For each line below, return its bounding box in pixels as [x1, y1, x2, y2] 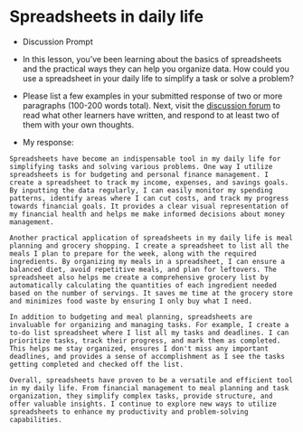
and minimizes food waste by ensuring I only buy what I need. [9, 296, 253, 305]
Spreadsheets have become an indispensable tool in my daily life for [9, 154, 281, 164]
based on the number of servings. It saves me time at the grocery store [9, 288, 294, 297]
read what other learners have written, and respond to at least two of [22, 109, 280, 120]
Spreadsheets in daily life [9, 6, 204, 27]
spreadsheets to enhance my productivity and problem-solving [9, 407, 249, 417]
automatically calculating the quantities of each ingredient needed [9, 280, 278, 290]
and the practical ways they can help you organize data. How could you [22, 63, 289, 74]
